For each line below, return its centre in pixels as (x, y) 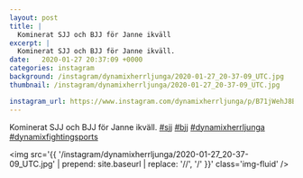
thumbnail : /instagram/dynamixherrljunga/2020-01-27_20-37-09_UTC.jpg (145, 85)
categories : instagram (52, 69)
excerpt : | (30, 43)
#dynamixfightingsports (54, 136)
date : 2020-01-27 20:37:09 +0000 (76, 60)
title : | (26, 26)
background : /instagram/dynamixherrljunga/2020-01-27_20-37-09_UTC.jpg (147, 77)
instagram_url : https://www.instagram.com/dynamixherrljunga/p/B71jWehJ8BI (155, 101)
